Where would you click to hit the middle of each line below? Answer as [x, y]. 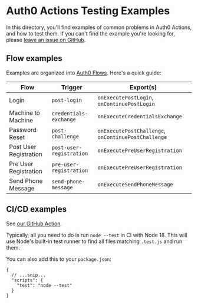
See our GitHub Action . [34, 224]
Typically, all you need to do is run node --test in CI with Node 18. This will [97, 235]
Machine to [24, 112]
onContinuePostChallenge [132, 137]
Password [23, 130]
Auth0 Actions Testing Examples [88, 11]
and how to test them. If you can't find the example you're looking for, [91, 33]
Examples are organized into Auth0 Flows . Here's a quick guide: [84, 73]
